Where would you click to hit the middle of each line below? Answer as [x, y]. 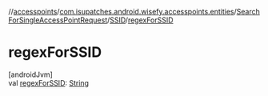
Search [248, 12]
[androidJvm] [31, 74]
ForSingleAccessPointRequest [58, 20]
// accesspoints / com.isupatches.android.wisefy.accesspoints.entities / [123, 12]
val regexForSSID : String [49, 82]
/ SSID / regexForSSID [140, 20]
